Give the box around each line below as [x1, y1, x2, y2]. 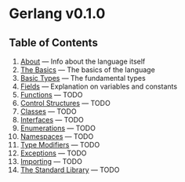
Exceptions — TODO [20, 148, 87, 158]
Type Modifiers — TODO [20, 140, 100, 149]
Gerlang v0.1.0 [9, 5, 106, 23]
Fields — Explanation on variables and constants [20, 82, 178, 91]
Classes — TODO [20, 107, 77, 116]
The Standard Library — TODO [20, 166, 120, 174]
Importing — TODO [20, 157, 83, 166]
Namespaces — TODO [20, 132, 94, 141]
